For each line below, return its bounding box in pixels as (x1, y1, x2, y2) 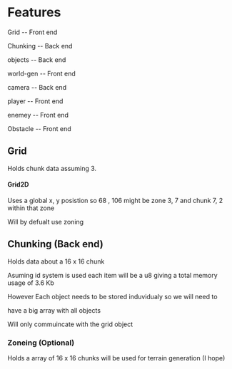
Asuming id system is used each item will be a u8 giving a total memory (7, 271, 218, 279)
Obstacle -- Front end (7, 124, 71, 132)
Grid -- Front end (7, 28, 58, 36)
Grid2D (7, 180, 29, 189)
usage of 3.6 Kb (7, 279, 55, 287)
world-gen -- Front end (7, 69, 76, 78)
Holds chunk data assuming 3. (7, 164, 97, 172)
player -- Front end (7, 97, 64, 105)
